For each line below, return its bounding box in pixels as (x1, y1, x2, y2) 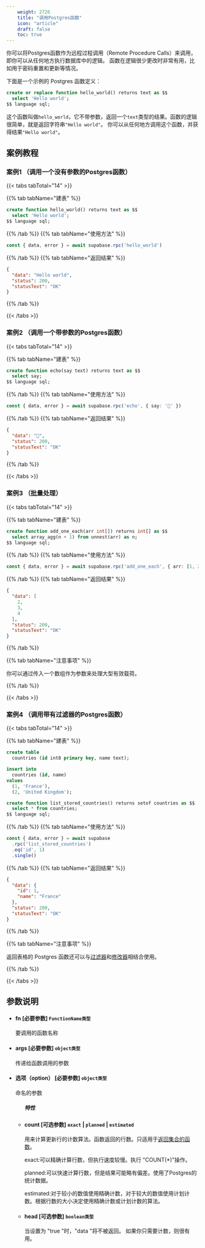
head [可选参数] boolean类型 (24, 1213, 94, 1220)
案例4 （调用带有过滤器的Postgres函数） (6, 710, 127, 719)
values (6, 778, 23, 784)
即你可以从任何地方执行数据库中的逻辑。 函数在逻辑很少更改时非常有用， (6, 57, 190, 64)
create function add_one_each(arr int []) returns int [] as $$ (6, 528, 168, 534)
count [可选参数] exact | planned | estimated (24, 1121, 134, 1128)
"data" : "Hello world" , (12, 272, 72, 278)
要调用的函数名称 (15, 1029, 59, 1037)
